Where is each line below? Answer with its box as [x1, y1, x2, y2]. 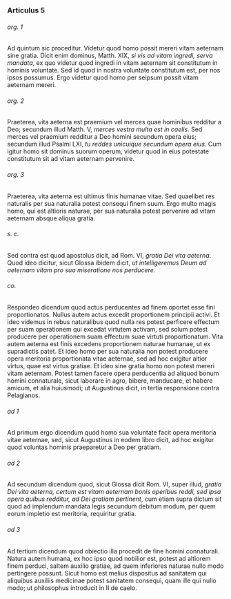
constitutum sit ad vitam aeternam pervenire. [7, 155, 134, 163]
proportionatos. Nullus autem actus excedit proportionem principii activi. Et [7, 310, 221, 318]
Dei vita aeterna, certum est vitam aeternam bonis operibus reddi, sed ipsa [7, 488, 221, 496]
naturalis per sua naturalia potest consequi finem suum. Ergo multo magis [7, 199, 217, 207]
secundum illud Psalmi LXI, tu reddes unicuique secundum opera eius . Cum [7, 140, 222, 149]
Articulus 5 [7, 6, 46, 15]
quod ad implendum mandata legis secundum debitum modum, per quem [7, 502, 216, 511]
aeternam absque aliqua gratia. [7, 213, 96, 222]
